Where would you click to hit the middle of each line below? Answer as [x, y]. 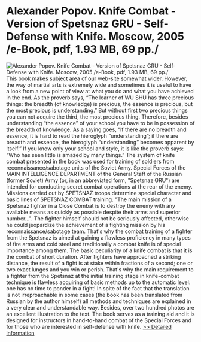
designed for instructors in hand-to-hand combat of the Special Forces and [99, 320]
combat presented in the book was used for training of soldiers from [90, 161]
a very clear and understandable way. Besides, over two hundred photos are [100, 307]
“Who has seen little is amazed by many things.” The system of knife [91, 155]
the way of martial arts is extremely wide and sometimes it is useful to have [99, 84]
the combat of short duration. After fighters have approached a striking [94, 256]
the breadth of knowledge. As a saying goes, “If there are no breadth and [96, 129]
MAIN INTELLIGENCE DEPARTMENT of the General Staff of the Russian [94, 174]
